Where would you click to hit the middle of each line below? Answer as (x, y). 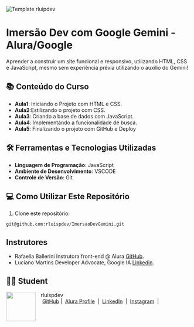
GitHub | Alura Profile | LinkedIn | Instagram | (101, 301)
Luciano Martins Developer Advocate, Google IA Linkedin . (84, 263)
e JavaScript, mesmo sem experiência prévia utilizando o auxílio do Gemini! (97, 67)
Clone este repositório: (42, 213)
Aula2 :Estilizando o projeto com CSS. (60, 110)
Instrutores (27, 242)
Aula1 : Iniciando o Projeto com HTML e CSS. (68, 104)
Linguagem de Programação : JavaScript (64, 165)
